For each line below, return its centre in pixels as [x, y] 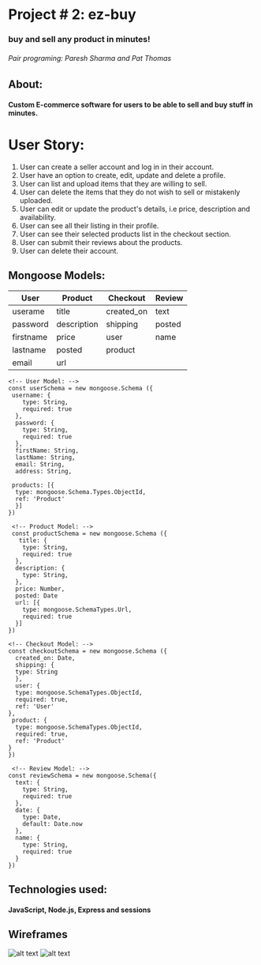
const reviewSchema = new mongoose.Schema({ [82, 775]
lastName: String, [46, 457]
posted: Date [37, 596]
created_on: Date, [46, 658]
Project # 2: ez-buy [72, 15]
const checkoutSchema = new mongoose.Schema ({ [88, 651]
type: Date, [42, 817]
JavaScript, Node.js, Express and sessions [80, 910]
